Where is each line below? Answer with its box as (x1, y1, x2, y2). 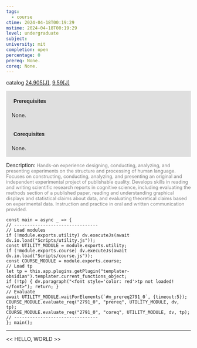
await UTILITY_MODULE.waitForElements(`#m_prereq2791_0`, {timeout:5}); (6, 294, 188, 300)
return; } (35, 284, 59, 290)
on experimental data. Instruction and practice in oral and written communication (6, 201, 185, 207)
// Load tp (6, 263, 33, 269)
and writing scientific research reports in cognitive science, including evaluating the (6, 184, 191, 191)
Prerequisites (13, 98, 46, 104)
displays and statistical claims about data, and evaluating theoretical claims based (6, 195, 188, 202)
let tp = (6, 268, 28, 275)
